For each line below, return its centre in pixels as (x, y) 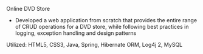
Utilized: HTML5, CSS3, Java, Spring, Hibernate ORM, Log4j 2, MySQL (95, 45)
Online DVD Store (28, 9)
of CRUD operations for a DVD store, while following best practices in (102, 27)
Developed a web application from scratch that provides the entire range (106, 20)
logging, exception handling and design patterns (76, 33)
